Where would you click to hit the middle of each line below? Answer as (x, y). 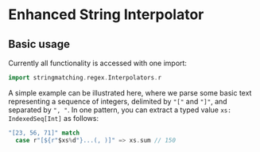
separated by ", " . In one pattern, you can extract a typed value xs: (120, 110)
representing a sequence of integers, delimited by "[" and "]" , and (118, 101)
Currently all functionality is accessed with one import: (97, 63)
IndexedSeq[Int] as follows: (54, 118)
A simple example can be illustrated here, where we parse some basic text (130, 92)
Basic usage (39, 44)
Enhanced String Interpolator (106, 15)
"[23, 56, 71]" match (44, 133)
